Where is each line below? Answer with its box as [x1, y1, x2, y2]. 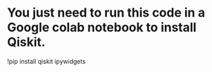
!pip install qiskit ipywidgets [7, 57, 86, 65]
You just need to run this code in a [7, 5, 206, 21]
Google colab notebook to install [7, 19, 197, 35]
